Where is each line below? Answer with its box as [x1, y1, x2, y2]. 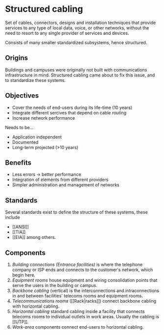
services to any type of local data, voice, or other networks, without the [5, 25, 149, 30]
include [5, 214, 21, 220]
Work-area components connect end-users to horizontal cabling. [12, 324, 144, 330]
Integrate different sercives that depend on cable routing [12, 109, 126, 116]
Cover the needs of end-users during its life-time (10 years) [12, 104, 133, 110]
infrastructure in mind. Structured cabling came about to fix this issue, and [5, 72, 155, 78]
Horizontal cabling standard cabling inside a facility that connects [12, 309, 145, 314]
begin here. [12, 272, 36, 278]
